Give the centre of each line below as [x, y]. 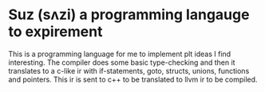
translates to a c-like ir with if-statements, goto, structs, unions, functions [129, 70]
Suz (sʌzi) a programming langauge [129, 15]
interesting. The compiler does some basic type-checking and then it [122, 62]
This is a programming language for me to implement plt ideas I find [120, 54]
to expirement [55, 32]
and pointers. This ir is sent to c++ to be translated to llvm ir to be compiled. [133, 79]
